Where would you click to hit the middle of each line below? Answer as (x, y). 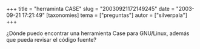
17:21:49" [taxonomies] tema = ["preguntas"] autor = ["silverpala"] (105, 15)
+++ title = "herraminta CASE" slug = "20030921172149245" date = (91, 9)
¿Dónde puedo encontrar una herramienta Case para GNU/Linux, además (98, 33)
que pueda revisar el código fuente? (52, 40)
